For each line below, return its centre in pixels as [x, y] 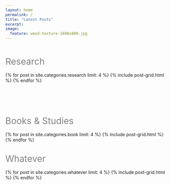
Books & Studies [39, 121]
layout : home [19, 10]
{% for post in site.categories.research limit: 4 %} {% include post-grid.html [85, 75]
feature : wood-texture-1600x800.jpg [49, 34]
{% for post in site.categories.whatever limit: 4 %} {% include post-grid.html [85, 172]
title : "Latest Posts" [29, 19]
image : [12, 29]
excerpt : [15, 24]
